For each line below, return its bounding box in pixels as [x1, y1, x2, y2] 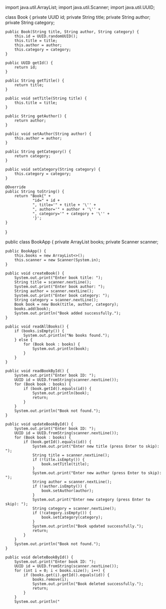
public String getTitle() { [5, 78, 65, 83]
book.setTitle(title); [41, 461, 90, 467]
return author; [14, 118, 47, 123]
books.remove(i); [32, 577, 69, 582]
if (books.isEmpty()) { [14, 329, 65, 334]
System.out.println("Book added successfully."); [14, 311, 121, 316]
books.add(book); [14, 306, 51, 311]
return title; [14, 83, 44, 88]
